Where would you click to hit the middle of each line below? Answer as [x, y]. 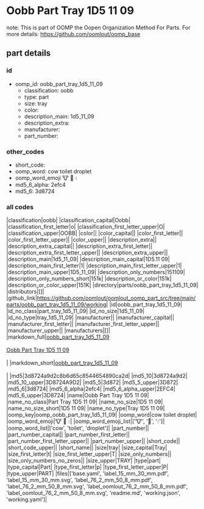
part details [29, 53]
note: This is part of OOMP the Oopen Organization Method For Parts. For [98, 27]
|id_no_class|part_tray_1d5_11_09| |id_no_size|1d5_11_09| [76, 311]
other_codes [25, 151]
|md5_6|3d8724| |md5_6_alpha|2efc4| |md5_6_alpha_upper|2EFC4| [91, 389]
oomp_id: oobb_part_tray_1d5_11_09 [59, 84]
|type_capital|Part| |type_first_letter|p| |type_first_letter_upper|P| [87, 467]
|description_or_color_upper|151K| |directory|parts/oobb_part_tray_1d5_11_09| [102, 285]
